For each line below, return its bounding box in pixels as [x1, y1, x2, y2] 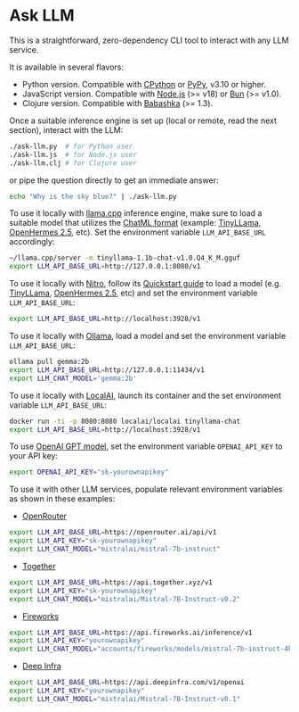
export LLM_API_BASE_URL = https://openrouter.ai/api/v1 [9, 528, 217, 537]
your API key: [9, 451, 58, 461]
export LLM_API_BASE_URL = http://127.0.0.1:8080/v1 [9, 262, 201, 271]
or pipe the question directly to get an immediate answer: [9, 175, 219, 186]
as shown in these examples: [9, 493, 116, 504]
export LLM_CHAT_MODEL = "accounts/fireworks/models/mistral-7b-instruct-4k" [9, 644, 296, 654]
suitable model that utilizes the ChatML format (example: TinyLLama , [9, 218, 262, 228]
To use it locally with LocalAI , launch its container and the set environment [9, 390, 282, 401]
